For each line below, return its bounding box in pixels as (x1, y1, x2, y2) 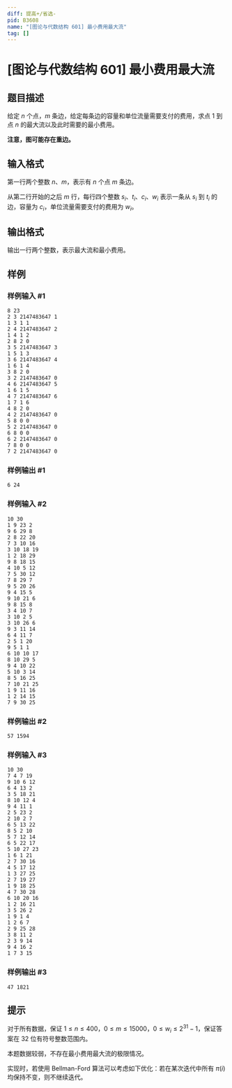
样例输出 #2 (7, 716, 47, 726)
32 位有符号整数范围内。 (20, 1034, 92, 1043)
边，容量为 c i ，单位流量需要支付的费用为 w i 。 (7, 202, 138, 212)
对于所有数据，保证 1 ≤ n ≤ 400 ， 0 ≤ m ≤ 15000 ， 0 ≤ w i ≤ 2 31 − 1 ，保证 (7, 1023, 217, 1034)
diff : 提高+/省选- (7, 10, 57, 17)
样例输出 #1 (7, 465, 45, 475)
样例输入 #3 (7, 750, 47, 760)
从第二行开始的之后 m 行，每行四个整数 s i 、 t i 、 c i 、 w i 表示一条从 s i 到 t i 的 (7, 193, 218, 203)
